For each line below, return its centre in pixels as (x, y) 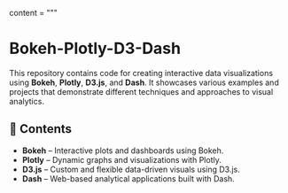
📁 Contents (41, 129)
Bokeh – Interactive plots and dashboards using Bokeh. (123, 151)
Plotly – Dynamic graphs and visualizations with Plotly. (121, 159)
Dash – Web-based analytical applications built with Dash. (128, 178)
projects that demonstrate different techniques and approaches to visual (141, 91)
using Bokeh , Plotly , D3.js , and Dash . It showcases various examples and (144, 82)
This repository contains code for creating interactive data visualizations (141, 73)
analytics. (27, 101)
